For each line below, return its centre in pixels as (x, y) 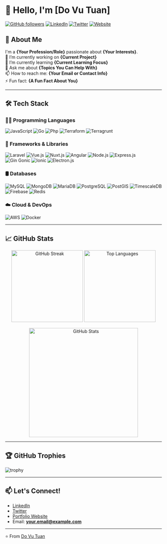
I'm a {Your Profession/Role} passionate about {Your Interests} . (72, 51)
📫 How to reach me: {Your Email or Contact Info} (56, 73)
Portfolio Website (30, 516)
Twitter (20, 511)
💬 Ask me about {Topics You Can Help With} (51, 67)
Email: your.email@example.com (47, 522)
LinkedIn (21, 506)
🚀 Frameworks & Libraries (37, 144)
